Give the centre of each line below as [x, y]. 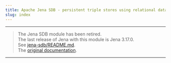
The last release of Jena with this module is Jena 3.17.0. [76, 39]
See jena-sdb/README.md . [46, 45]
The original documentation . [47, 50]
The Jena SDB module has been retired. [60, 34]
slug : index [18, 15]
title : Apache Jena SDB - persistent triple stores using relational [81, 10]
